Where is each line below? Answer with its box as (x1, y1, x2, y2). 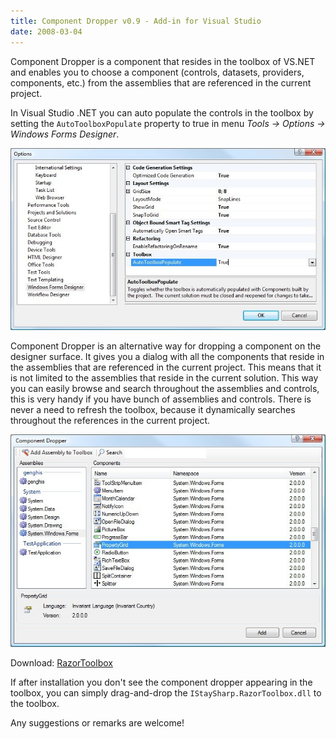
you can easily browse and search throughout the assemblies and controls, (10, 383, 320, 395)
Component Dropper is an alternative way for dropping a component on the (10, 340, 322, 352)
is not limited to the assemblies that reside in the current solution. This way (10, 372, 319, 384)
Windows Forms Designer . (10, 128, 120, 140)
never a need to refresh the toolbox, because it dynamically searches (10, 404, 296, 416)
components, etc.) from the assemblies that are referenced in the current (10, 76, 312, 89)
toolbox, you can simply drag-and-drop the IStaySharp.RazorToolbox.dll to (10, 686, 322, 699)
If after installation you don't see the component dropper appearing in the (10, 676, 313, 688)
